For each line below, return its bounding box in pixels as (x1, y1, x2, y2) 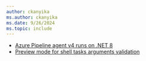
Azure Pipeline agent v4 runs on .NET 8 (14, 42, 113, 49)
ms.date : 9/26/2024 (6, 20, 55, 26)
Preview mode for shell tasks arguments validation (14, 48, 140, 56)
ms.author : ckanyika (6, 14, 58, 20)
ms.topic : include (6, 25, 52, 32)
